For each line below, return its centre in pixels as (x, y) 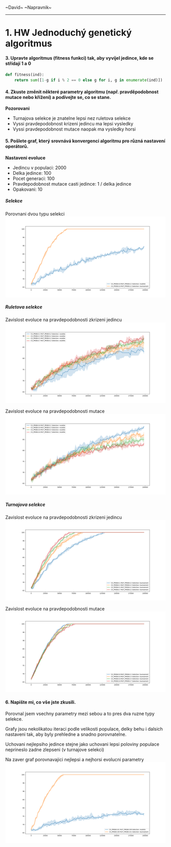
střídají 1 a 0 (18, 63)
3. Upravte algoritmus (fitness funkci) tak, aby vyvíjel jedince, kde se (79, 58)
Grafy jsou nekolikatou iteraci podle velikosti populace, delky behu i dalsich (84, 729)
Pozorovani (18, 109)
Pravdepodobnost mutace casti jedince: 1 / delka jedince (72, 184)
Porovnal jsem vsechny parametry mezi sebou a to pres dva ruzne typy (80, 713)
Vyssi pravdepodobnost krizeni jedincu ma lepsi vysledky (73, 124)
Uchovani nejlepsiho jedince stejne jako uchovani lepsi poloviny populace (82, 744)
